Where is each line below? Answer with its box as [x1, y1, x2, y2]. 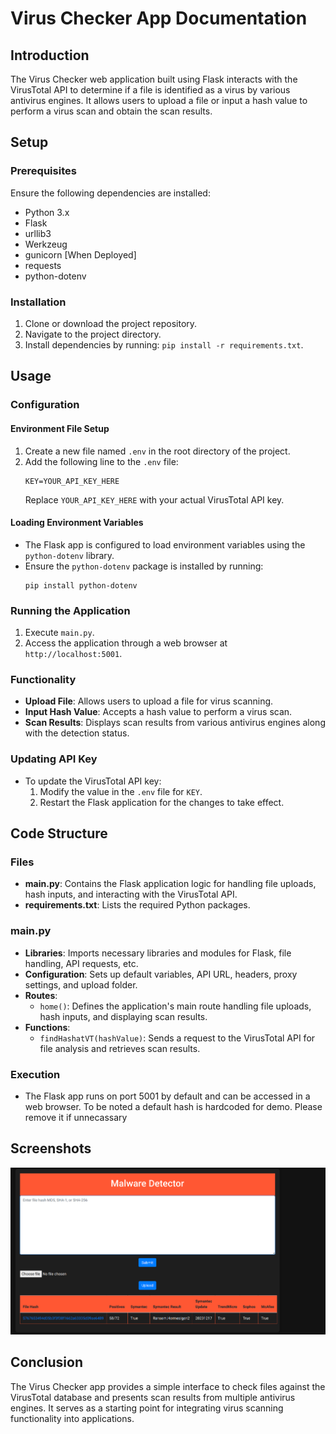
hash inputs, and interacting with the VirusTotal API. [24, 888, 238, 901]
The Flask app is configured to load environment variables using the [24, 538, 306, 551]
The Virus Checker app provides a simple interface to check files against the [10, 1380, 326, 1392]
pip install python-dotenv [24, 580, 138, 591]
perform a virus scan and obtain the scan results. [10, 105, 213, 117]
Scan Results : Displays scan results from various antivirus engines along [24, 717, 326, 729]
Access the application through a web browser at [24, 637, 228, 649]
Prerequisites [10, 164, 77, 178]
